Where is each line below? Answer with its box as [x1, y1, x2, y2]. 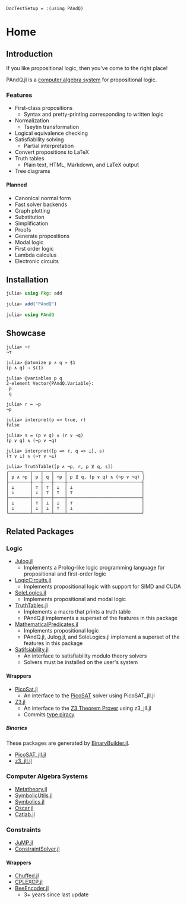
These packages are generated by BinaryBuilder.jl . [6, 739, 130, 747]
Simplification [14, 220, 49, 227]
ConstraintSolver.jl [14, 845, 60, 852]
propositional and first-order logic [23, 570, 106, 577]
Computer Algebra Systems [6, 772, 88, 780]
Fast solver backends [14, 201, 68, 208]
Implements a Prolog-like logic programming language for [23, 564, 165, 571]
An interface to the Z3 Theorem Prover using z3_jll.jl [23, 704, 151, 712]
